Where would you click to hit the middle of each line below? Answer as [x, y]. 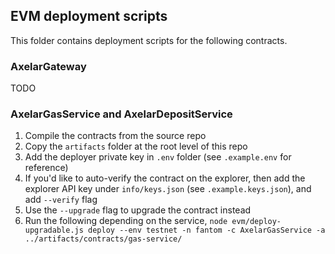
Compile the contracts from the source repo [115, 136]
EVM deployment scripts [89, 16]
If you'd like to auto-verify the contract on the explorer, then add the [165, 178]
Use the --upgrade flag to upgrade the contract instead [138, 210]
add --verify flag [61, 200]
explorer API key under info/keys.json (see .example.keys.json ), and [168, 189]
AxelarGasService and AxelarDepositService [121, 114]
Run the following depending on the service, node [126, 221]
